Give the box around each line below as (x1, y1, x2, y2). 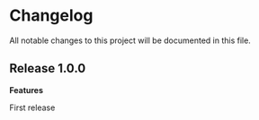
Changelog (9, 5, 94, 26)
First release (9, 102, 56, 113)
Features (9, 84, 43, 95)
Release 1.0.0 (9, 61, 86, 76)
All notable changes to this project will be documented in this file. (9, 35, 252, 46)
